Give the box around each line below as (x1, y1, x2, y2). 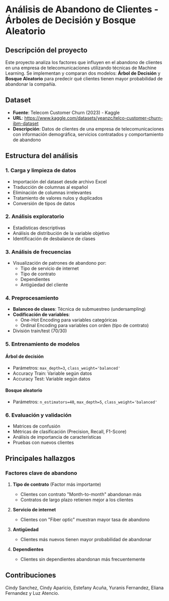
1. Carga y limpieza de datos (5, 167, 76, 174)
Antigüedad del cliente (20, 282, 68, 288)
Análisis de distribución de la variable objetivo (12, 230, 110, 236)
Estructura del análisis (5, 152, 78, 160)
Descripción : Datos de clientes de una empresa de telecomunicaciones (12, 125, 164, 132)
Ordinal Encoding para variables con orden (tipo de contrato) (20, 323, 149, 329)
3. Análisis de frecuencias (5, 248, 72, 255)
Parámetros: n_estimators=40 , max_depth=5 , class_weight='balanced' (12, 398, 158, 405)
